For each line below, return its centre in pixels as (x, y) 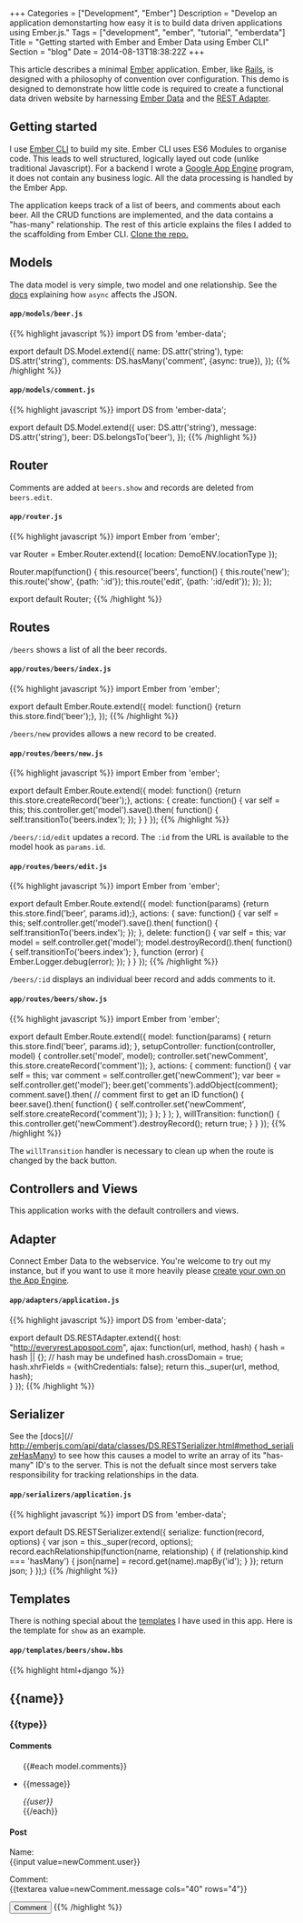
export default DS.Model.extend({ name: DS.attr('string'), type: (127, 351)
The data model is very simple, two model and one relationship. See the (143, 285)
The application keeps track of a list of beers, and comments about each (145, 205)
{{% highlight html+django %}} (67, 1670)
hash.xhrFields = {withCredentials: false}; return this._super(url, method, (144, 1367)
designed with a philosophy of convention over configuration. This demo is (149, 79)
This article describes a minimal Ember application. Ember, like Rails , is (142, 69)
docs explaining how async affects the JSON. (93, 294)
